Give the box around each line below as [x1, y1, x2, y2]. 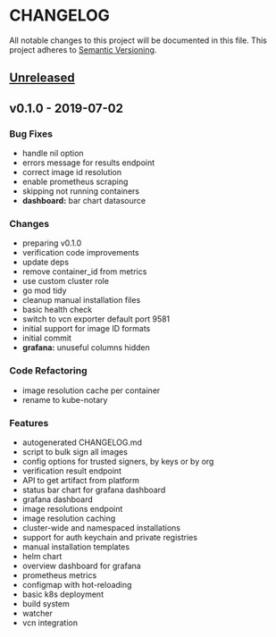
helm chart [21, 550, 63, 561]
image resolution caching [21, 513, 116, 524]
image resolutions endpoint [21, 503, 123, 514]
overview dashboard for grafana [21, 560, 141, 571]
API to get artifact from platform [21, 474, 140, 485]
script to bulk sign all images [21, 446, 128, 457]
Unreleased [9, 71, 76, 86]
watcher [21, 608, 54, 618]
